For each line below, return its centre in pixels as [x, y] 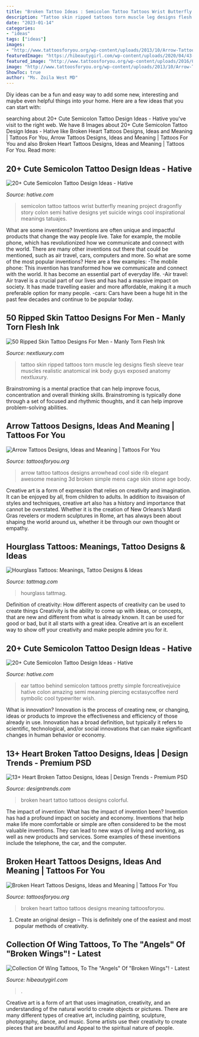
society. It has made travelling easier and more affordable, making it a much [99, 287]
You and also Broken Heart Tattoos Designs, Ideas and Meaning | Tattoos [95, 144]
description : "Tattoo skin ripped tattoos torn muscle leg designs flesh [99, 17]
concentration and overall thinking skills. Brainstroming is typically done [94, 395]
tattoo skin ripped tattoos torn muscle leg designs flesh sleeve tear [102, 364]
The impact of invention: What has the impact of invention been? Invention [97, 812]
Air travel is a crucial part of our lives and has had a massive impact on [92, 280]
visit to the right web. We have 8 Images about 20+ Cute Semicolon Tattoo [97, 125]
